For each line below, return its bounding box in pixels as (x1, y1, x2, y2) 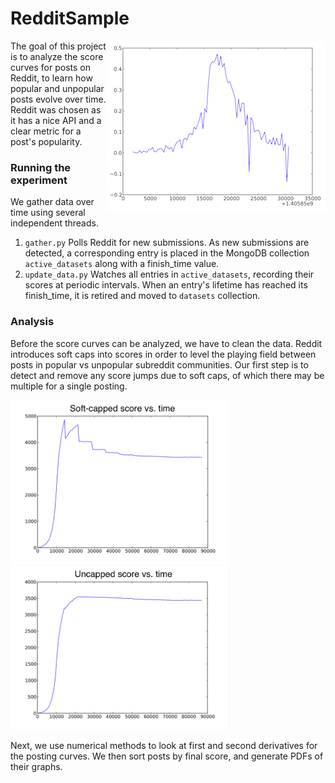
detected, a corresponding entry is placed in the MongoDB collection (24, 247, 310, 259)
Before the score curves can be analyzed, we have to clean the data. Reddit (10, 337, 323, 349)
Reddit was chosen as (10, 103, 102, 116)
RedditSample (10, 7, 130, 30)
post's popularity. (10, 135, 83, 147)
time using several (10, 207, 86, 219)
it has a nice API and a (10, 114, 102, 126)
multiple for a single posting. (10, 380, 128, 392)
